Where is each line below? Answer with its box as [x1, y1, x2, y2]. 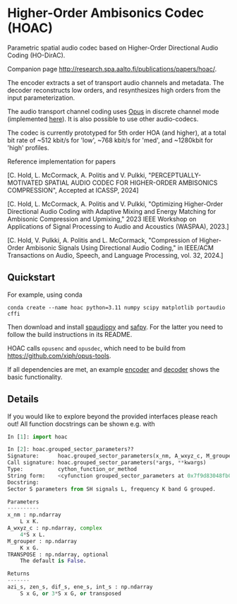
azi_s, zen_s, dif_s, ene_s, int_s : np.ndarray [7, 583, 153, 591]
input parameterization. [7, 93, 75, 102]
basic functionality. [7, 372, 63, 381]
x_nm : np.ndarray [7, 511, 61, 518]
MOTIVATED [7, 178, 44, 187]
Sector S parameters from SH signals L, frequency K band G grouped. [7, 485, 217, 493]
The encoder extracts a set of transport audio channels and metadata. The [7, 78, 224, 86]
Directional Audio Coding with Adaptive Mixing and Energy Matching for [7, 207, 217, 215]
